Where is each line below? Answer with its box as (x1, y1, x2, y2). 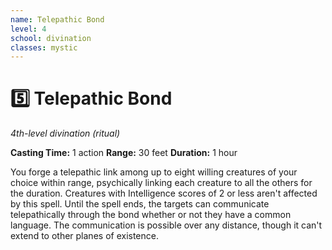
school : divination (10, 33, 92, 43)
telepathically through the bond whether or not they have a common (10, 209, 292, 221)
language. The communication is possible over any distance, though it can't (10, 219, 323, 231)
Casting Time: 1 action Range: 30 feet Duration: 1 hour (10, 147, 238, 159)
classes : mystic (10, 42, 78, 53)
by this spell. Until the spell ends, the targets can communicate (10, 198, 270, 210)
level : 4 (10, 24, 47, 34)
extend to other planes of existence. (10, 230, 159, 242)
